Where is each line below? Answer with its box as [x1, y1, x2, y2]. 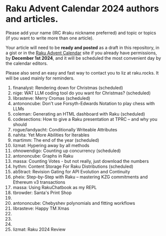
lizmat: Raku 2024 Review [12, 226, 66, 232]
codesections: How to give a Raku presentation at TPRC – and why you [12, 116, 158, 122]
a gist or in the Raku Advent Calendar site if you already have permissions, [5, 50, 157, 56]
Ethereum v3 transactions [12, 179, 66, 185]
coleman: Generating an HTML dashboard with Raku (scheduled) [12, 111, 145, 117]
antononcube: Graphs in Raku [12, 153, 74, 158]
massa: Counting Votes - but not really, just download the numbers [12, 158, 149, 164]
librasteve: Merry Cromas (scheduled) [12, 95, 90, 101]
